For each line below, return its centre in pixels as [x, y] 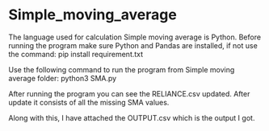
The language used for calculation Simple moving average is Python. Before [134, 37]
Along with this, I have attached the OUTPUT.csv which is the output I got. [132, 117]
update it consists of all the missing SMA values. [89, 102]
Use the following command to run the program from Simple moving [122, 69]
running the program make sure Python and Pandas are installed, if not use [133, 45]
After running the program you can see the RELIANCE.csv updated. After [129, 93]
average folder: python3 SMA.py [63, 78]
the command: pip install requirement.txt [76, 54]
